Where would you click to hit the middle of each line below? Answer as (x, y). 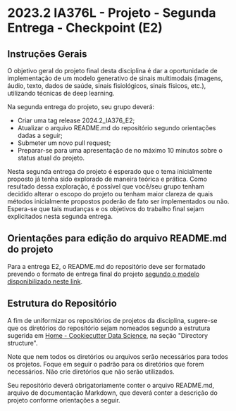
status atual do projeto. (51, 158)
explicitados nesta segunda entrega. (60, 216)
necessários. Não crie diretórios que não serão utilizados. (91, 372)
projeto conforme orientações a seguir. (64, 400)
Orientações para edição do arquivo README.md (117, 238)
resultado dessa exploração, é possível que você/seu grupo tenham (106, 186)
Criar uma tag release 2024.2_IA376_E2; (76, 120)
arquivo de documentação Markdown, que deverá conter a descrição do (113, 393)
